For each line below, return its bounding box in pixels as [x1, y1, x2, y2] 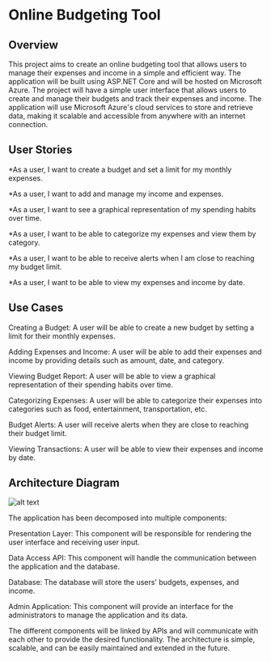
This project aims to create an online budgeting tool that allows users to [8, 59, 247, 69]
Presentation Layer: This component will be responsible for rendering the [8, 529, 252, 539]
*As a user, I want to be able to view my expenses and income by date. [8, 277, 245, 287]
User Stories [8, 143, 73, 157]
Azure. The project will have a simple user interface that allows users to [8, 85, 247, 95]
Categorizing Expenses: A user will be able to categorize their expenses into [8, 395, 263, 405]
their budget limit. [8, 428, 67, 438]
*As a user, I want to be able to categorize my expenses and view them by [8, 228, 256, 238]
